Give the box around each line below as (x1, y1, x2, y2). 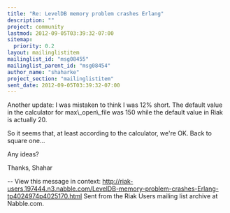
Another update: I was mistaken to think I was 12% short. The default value (7, 101, 223, 109)
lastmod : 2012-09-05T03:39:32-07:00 (7, 29, 114, 37)
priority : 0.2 (13, 43, 55, 50)
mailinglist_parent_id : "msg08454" (7, 62, 111, 69)
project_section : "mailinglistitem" (7, 75, 114, 82)
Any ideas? (7, 150, 40, 159)
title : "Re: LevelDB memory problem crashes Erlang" (7, 10, 164, 17)
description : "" (7, 17, 55, 24)
